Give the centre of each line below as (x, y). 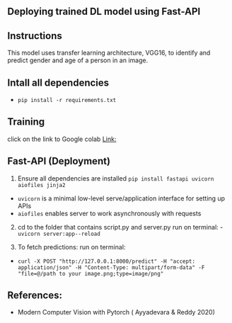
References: (35, 296)
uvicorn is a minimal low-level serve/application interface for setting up (121, 198)
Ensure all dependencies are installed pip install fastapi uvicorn (116, 178)
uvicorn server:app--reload (59, 234)
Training (26, 122)
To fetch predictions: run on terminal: (71, 246)
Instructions (35, 36)
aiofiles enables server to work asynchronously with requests (109, 213)
